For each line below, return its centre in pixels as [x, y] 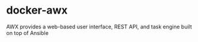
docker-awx [37, 10]
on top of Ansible [28, 33]
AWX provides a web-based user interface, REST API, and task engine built [99, 27]
